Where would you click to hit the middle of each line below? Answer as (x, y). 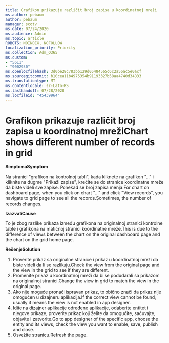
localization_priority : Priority (40, 48)
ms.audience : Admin (26, 34)
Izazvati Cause (21, 214)
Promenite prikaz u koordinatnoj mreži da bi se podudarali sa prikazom (86, 276)
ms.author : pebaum (25, 15)
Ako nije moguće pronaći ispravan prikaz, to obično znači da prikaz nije (87, 292)
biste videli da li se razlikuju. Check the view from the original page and (86, 265)
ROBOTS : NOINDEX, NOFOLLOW (34, 43)
